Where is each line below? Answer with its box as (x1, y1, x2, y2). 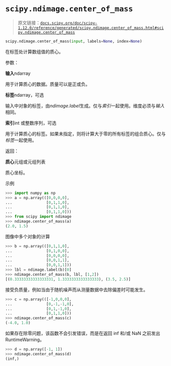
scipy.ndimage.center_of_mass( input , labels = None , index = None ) (5, 39, 142, 44)
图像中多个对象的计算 (5, 233, 50, 239)
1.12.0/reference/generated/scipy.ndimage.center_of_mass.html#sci (17, 25, 164, 31)
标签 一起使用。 (5, 137, 37, 143)
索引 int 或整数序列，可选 (5, 120, 57, 126)
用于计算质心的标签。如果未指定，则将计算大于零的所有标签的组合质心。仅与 (5, 130, 166, 136)
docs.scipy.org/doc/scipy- (40, 20, 98, 25)
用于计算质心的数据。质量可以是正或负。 (5, 81, 90, 87)
